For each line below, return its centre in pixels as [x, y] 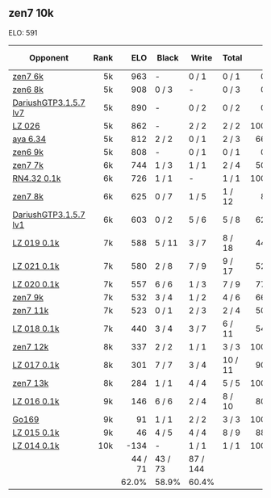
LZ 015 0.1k [36, 433]
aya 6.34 [29, 139]
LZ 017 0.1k [36, 365]
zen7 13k [31, 383]
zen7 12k [31, 346]
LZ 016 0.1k [36, 401]
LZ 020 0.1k [36, 284]
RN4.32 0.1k [37, 178]
